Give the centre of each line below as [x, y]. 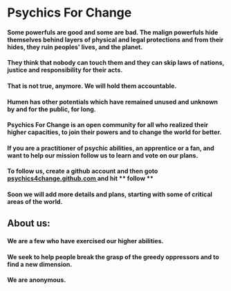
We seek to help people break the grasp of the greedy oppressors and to [113, 256]
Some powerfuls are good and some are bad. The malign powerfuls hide [113, 32]
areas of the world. [35, 201]
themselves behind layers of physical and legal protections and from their [115, 39]
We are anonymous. [37, 280]
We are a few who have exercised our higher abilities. [85, 241]
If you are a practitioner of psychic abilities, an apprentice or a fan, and [111, 148]
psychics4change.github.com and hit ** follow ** [81, 178]
